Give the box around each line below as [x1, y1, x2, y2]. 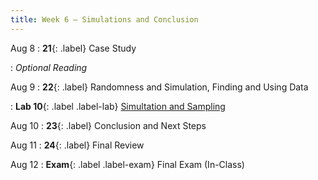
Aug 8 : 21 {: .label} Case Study [10, 42, 137, 54]
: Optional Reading [10, 61, 88, 73]
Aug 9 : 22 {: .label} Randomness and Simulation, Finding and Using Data [10, 81, 309, 93]
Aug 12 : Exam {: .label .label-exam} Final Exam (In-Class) [10, 158, 245, 170]
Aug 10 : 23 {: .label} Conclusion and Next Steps [10, 119, 207, 131]
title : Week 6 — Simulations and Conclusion [10, 14, 199, 25]
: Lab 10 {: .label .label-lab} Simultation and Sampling [10, 100, 226, 112]
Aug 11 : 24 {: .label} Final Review [10, 139, 145, 151]
